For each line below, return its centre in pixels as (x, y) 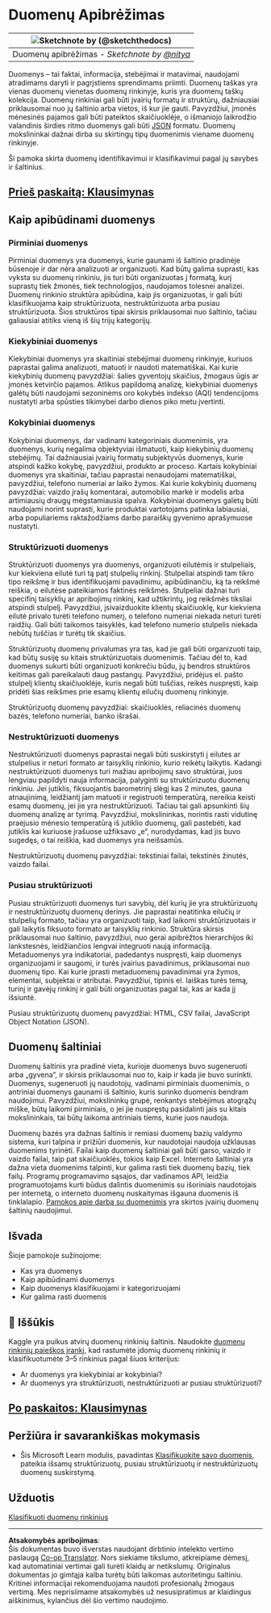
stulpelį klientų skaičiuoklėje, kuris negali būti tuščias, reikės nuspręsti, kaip (133, 683)
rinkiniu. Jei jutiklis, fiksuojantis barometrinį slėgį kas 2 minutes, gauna (125, 789)
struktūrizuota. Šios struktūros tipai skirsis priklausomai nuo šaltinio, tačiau (132, 312)
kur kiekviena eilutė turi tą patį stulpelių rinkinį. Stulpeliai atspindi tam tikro (131, 573)
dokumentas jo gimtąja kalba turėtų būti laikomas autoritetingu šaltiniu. (126, 1574)
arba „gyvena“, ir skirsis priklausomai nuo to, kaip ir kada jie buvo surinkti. (131, 1075)
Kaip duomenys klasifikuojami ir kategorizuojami (100, 1288)
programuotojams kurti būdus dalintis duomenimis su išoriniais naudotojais (132, 1185)
